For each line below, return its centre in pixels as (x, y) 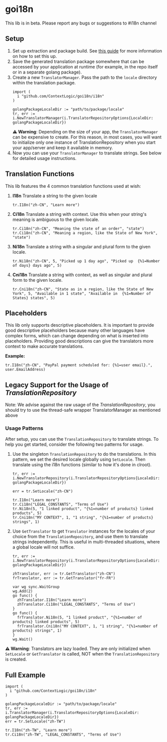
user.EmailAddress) (25, 370)
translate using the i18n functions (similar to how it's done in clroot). (82, 465)
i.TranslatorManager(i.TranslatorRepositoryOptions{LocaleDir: (72, 713)
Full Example (25, 675)
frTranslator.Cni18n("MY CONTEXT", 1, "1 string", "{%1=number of (87, 626)
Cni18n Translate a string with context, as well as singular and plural (82, 275)
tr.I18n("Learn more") (36, 500)
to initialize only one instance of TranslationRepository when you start (84, 142)
